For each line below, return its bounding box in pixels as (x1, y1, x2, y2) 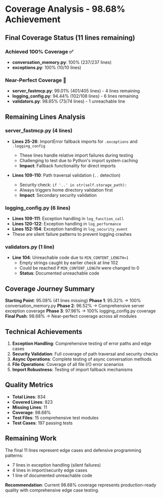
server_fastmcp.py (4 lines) (5, 127, 72, 134)
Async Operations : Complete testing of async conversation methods (12, 356, 152, 362)
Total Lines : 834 (12, 394, 46, 400)
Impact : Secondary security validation (19, 192, 97, 198)
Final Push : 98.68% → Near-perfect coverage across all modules (5, 313, 137, 319)
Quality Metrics (5, 381, 53, 389)
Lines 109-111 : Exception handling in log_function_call (12, 216, 124, 221)
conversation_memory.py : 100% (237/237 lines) (12, 59, 112, 65)
